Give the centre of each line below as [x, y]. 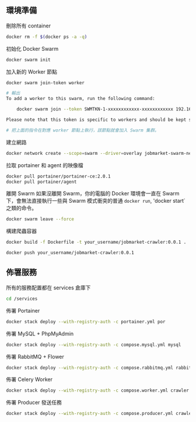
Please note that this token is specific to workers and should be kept [96, 120]
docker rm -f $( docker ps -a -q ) [47, 37]
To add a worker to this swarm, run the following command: [81, 99]
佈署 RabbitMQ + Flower [35, 357]
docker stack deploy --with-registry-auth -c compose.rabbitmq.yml [90, 368]
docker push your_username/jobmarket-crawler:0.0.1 [70, 253]
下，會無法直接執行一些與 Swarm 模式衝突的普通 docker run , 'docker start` [96, 201]
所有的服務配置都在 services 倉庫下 [48, 288]
